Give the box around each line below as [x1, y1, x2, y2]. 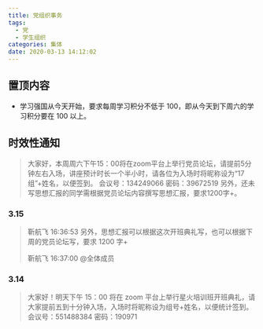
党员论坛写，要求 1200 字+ [41, 236, 128, 246]
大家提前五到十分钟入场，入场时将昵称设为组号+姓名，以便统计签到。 [27, 302, 254, 312]
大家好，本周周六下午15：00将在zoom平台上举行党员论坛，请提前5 [27, 159, 246, 168]
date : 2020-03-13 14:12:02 [8, 48, 97, 56]
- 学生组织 [15, 33, 46, 42]
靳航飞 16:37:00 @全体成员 [27, 253, 115, 263]
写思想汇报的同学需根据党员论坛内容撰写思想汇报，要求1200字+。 [27, 188, 242, 197]
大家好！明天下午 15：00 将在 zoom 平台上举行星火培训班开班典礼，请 [27, 292, 256, 302]
